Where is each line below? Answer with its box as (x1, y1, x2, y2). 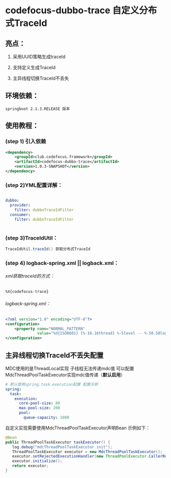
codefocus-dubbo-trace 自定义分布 (5, 5, 157, 16)
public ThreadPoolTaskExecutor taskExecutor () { (5, 439, 110, 445)
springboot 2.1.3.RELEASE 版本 (5, 106, 70, 111)
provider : (10, 203, 31, 208)
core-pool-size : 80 (18, 401, 60, 406)
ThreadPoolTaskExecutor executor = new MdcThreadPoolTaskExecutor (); (12, 449, 163, 454)
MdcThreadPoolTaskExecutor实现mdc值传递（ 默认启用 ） (5, 372, 126, 378)
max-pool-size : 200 (18, 405, 60, 411)
